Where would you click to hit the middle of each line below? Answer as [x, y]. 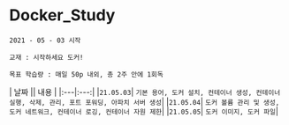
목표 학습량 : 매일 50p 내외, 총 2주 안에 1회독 [86, 74]
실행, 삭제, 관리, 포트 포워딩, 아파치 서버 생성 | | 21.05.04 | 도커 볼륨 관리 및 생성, [144, 101]
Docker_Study [62, 15]
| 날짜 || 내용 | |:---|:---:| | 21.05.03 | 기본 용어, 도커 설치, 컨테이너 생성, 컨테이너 [145, 92]
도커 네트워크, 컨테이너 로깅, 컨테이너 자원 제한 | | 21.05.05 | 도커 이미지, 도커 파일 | [144, 111]
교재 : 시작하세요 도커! [46, 57]
